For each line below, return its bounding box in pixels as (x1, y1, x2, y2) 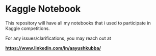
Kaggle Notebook (5, 3, 81, 15)
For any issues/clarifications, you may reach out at (5, 35, 111, 41)
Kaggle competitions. (5, 25, 50, 31)
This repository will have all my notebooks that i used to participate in (5, 20, 151, 26)
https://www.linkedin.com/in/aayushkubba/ (5, 45, 101, 51)
